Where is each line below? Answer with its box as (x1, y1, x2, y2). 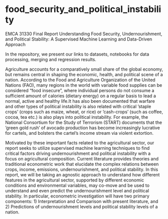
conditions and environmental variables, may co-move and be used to (5, 182, 149, 188)
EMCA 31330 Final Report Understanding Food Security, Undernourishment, (5, 31, 162, 37)
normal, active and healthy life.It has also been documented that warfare (5, 98, 155, 104)
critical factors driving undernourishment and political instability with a (5, 150, 151, 156)
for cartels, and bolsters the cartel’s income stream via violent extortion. (5, 130, 154, 136)
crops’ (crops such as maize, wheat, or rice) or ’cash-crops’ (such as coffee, (5, 109, 163, 115)
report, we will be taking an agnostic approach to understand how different (5, 171, 160, 177)
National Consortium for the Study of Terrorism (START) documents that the (5, 119, 162, 125)
